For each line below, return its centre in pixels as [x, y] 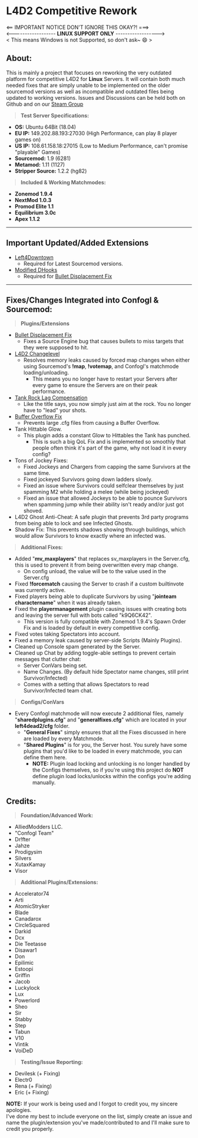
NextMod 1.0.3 [33, 200]
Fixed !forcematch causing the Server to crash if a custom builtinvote [99, 584]
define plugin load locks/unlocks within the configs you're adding [112, 776]
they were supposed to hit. [56, 347]
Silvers [23, 859]
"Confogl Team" [34, 833]
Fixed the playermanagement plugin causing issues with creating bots [100, 609]
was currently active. [40, 590]
